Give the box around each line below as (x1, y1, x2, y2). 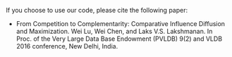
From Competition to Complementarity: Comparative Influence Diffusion (16, 20, 226, 27)
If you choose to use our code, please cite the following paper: (6, 6, 188, 14)
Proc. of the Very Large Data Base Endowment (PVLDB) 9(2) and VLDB (16, 34, 223, 43)
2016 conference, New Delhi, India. (16, 42, 118, 50)
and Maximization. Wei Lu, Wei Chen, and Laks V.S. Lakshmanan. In (16, 27, 213, 35)
